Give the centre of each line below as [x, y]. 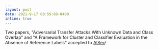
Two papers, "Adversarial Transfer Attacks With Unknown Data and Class [79, 33]
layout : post [18, 9]
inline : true [18, 18]
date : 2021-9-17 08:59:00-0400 [37, 14]
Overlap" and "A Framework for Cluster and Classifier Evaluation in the [77, 37]
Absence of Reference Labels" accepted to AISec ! [56, 43]
